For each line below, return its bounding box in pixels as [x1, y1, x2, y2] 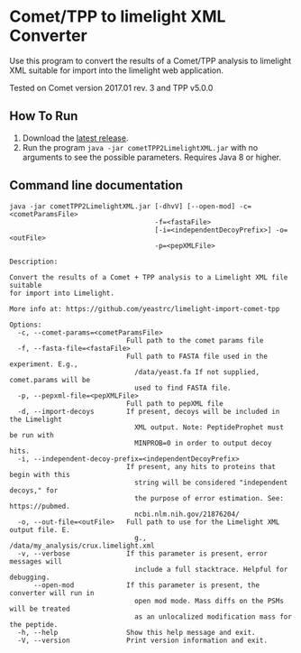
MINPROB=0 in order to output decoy [133, 438, 272, 447]
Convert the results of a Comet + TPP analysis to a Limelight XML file [9, 272, 288, 281]
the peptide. [9, 620, 59, 629]
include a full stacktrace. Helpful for [133, 565, 288, 574]
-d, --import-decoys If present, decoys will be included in [17, 407, 280, 416]
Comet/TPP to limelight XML [9, 6, 226, 27]
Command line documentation [9, 178, 183, 193]
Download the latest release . [22, 133, 129, 143]
